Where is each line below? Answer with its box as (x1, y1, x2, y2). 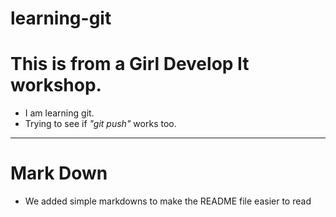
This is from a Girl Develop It (10, 53, 250, 76)
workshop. (10, 74, 102, 97)
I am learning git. (24, 107, 95, 119)
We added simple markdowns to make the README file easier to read (24, 195, 312, 207)
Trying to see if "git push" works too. (24, 118, 177, 130)
